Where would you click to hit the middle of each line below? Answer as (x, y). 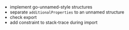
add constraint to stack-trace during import (53, 22)
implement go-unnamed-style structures (51, 7)
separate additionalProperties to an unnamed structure (67, 12)
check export (23, 17)
